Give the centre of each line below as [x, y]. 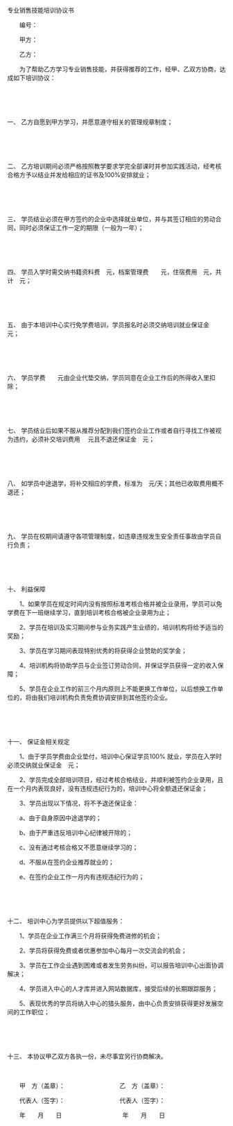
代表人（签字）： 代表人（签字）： [92, 1100]
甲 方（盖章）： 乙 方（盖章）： [92, 1086]
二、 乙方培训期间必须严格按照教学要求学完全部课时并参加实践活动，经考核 [114, 166]
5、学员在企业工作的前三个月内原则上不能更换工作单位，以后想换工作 [118, 689]
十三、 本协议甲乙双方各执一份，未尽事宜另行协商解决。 [87, 1056]
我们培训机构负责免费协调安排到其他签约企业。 [104, 698]
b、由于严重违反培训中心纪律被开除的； [76, 833]
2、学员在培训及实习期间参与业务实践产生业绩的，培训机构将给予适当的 [121, 627]
